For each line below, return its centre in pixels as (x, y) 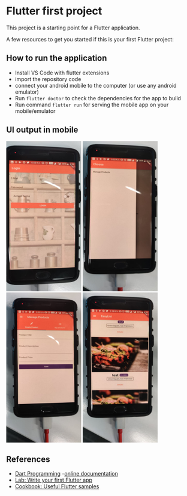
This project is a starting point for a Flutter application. (73, 28)
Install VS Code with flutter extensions (62, 73)
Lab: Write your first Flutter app (54, 480)
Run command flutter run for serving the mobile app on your (92, 104)
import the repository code (48, 79)
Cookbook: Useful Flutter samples (57, 486)
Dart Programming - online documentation (66, 474)
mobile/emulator (35, 111)
